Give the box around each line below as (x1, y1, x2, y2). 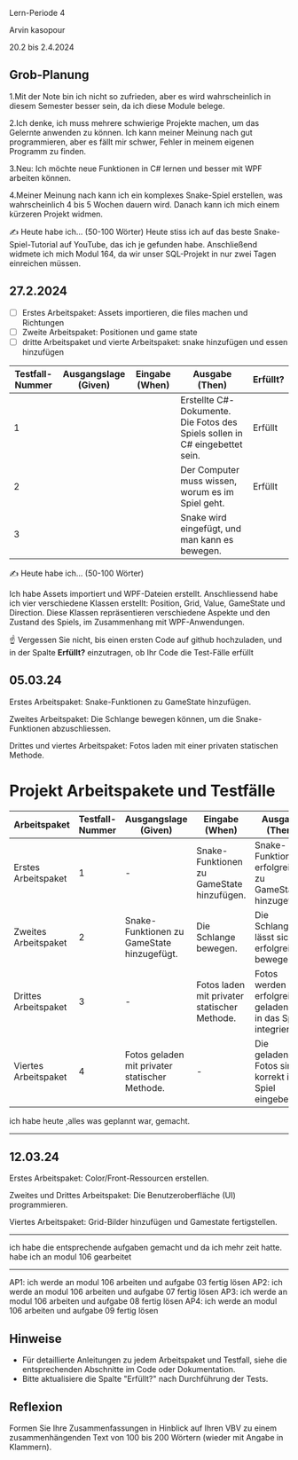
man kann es (180, 533, 234, 546)
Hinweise (9, 1330, 62, 1346)
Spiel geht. (180, 497, 225, 509)
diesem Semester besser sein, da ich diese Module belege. (9, 100, 225, 111)
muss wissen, (180, 475, 238, 487)
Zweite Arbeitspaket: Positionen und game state (21, 326, 198, 337)
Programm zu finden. (9, 145, 87, 156)
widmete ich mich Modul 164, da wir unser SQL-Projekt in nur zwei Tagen (9, 248, 277, 259)
